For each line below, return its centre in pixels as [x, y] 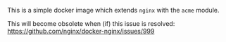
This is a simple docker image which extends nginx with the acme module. [113, 10]
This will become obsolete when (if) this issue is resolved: [91, 23]
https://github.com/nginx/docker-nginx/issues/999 [81, 31]
